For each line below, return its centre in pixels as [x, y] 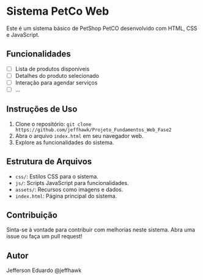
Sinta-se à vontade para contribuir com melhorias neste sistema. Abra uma [101, 230]
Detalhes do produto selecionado [57, 75]
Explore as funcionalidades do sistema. [65, 142]
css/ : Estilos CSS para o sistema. [57, 176]
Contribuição [32, 215]
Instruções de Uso [42, 109]
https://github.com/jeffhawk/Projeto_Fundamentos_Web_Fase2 [93, 130]
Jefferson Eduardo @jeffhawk [44, 270]
